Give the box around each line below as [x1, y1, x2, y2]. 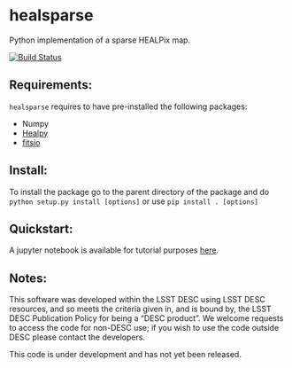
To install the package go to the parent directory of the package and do [9, 186, 270, 197]
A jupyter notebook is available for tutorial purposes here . [9, 245, 219, 255]
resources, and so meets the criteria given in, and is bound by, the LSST [9, 303, 272, 315]
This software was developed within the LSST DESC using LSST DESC [9, 294, 265, 305]
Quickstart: [9, 221, 73, 236]
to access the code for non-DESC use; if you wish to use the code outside [9, 323, 280, 333]
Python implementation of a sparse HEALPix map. [9, 35, 191, 45]
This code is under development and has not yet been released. [9, 349, 242, 360]
